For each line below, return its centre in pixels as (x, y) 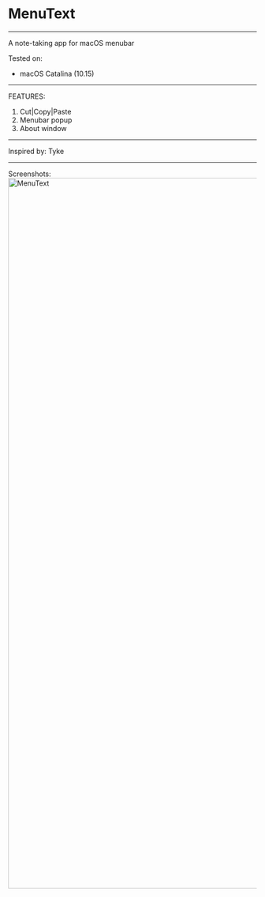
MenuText (42, 14)
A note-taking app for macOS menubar (71, 43)
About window (43, 128)
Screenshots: (30, 174)
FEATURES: (27, 96)
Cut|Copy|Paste (45, 111)
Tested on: (26, 58)
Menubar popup (46, 120)
